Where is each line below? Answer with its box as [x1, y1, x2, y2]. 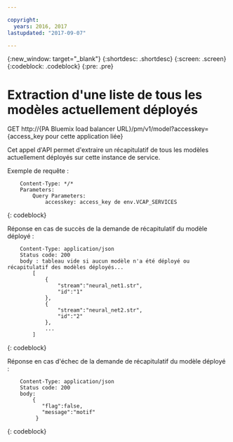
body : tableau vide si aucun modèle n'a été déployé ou [20, 258, 190, 265]
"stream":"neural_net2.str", [57, 307, 142, 314]
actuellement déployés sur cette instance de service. [7, 153, 161, 162]
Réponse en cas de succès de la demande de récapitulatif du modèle [7, 225, 208, 233]
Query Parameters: [32, 193, 86, 200]
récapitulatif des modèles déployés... [7, 264, 124, 271]
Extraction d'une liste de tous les [7, 87, 202, 102]
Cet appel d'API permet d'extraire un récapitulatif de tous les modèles [7, 146, 209, 154]
